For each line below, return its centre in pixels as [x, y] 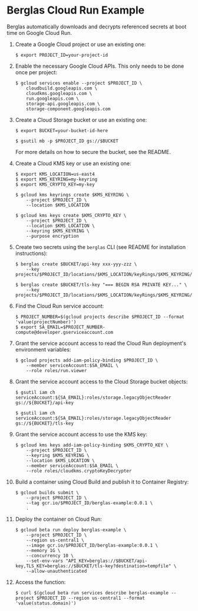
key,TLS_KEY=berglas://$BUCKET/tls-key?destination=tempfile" [93, 566]
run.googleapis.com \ [52, 98]
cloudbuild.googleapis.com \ [62, 88]
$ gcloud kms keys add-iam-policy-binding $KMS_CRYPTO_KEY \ [92, 445]
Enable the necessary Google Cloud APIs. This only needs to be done [100, 66]
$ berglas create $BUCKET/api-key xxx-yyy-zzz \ [76, 264]
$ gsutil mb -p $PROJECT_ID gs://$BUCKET [67, 141]
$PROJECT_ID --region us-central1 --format [91, 598]
